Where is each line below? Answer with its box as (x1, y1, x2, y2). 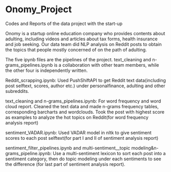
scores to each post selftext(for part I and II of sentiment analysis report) (5, 135, 159, 141)
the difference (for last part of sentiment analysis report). (5, 161, 125, 167)
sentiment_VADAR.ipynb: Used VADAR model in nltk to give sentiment (5, 129, 152, 136)
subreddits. (5, 88, 29, 94)
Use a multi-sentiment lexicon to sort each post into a (53, 150, 166, 156)
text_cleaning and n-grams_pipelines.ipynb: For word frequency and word (5, 98, 161, 104)
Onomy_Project (5, 4, 72, 15)
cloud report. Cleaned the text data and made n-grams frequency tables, (5, 103, 159, 109)
